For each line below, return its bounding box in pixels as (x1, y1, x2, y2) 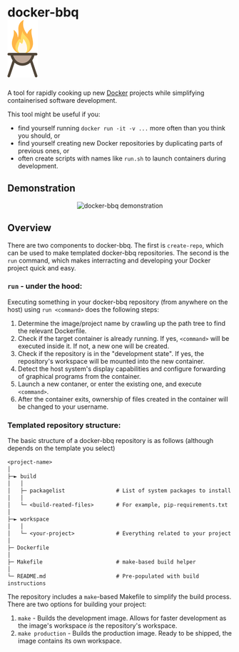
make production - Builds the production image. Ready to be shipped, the (17, 629, 233, 638)
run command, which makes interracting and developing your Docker (7, 256, 211, 265)
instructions (7, 580, 46, 587)
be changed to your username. (17, 402, 109, 411)
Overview (7, 222, 52, 234)
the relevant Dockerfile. (17, 326, 87, 335)
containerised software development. (7, 96, 118, 104)
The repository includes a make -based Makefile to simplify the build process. (7, 593, 232, 601)
